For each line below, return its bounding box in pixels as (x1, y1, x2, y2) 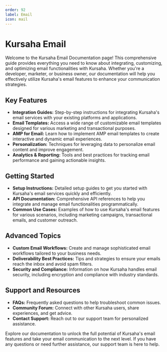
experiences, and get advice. (12, 310, 72, 316)
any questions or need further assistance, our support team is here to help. (5, 341, 160, 347)
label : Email (5, 12, 32, 17)
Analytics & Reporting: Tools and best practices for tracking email (12, 152, 150, 158)
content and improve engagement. (12, 146, 84, 153)
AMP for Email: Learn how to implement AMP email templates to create (12, 131, 159, 137)
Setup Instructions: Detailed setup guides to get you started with (12, 185, 147, 191)
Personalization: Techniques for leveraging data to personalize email (12, 141, 155, 147)
